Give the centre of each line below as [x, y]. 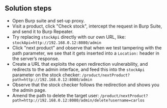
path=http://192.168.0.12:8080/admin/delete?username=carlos [78, 100]
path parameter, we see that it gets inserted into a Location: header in [86, 53]
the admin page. [29, 90]
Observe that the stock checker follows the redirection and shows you [86, 85]
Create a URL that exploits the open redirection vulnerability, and [80, 64]
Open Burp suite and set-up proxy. [48, 20]
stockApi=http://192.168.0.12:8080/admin [57, 43]
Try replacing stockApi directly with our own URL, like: [69, 37]
